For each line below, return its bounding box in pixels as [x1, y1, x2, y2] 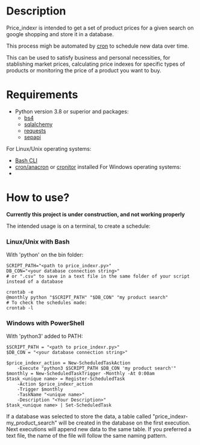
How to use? [6, 191, 70, 204]
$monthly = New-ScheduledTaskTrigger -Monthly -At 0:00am [6, 371, 155, 377]
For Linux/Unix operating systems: [6, 145, 92, 152]
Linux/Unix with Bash [6, 237, 70, 245]
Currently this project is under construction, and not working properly [6, 210, 186, 218]
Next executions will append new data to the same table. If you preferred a [6, 426, 192, 433]
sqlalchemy [23, 121, 53, 128]
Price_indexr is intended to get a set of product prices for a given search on [6, 24, 194, 31]
